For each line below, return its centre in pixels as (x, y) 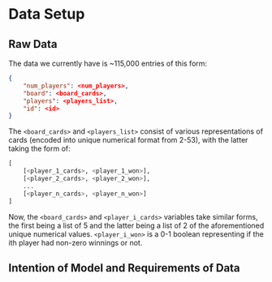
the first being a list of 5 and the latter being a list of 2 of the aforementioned (136, 225)
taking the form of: (39, 149)
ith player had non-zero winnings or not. (76, 242)
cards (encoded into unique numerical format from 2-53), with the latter (128, 140)
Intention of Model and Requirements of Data (125, 268)
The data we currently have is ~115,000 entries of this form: (108, 63)
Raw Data (33, 44)
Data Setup (47, 14)
